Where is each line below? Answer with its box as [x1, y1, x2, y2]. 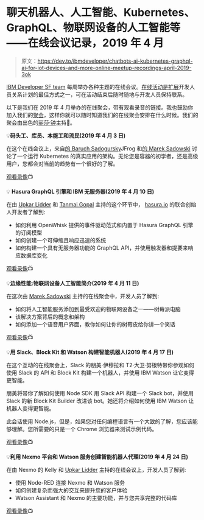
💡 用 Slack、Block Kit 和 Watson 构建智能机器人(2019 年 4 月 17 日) [6, 348, 174, 356]
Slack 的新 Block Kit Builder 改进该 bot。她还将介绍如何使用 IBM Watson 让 [6, 397, 194, 404]
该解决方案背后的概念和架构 [15, 313, 85, 320]
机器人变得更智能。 [6, 404, 55, 412]
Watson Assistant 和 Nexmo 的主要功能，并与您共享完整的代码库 [15, 494, 178, 501]
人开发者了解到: [6, 208, 46, 216]
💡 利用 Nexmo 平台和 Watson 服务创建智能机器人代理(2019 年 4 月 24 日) [6, 453, 189, 460]
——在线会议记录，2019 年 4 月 [6, 36, 164, 50]
